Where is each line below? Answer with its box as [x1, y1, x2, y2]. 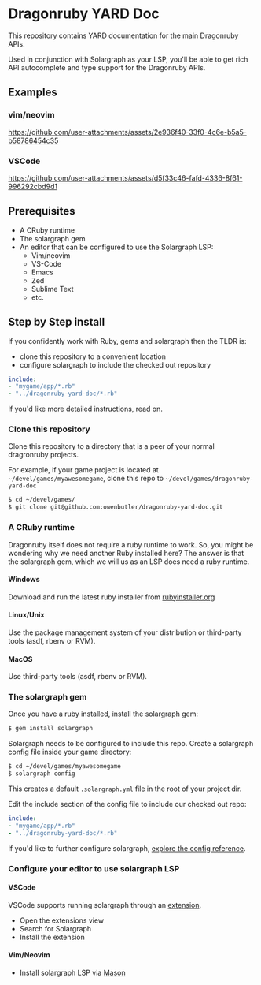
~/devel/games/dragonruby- [164, 475, 254, 483]
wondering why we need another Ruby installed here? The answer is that [8, 548, 244, 558]
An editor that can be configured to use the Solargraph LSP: [19, 242, 214, 252]
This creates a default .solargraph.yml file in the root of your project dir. [8, 784, 242, 793]
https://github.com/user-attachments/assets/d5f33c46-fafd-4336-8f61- [8, 173, 243, 182]
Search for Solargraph [19, 923, 92, 933]
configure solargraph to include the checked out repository [19, 360, 211, 369]
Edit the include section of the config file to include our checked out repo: [8, 800, 247, 809]
